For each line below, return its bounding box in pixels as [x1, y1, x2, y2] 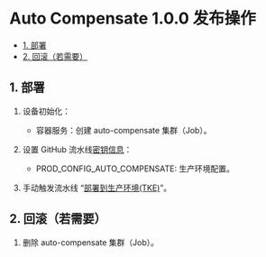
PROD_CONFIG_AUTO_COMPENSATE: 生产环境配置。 [35, 163, 234, 174]
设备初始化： [22, 106, 70, 116]
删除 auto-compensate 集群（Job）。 [22, 236, 160, 248]
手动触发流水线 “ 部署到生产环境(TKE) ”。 [22, 182, 172, 193]
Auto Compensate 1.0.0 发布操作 [9, 8, 257, 29]
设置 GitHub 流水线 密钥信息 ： [22, 143, 133, 154]
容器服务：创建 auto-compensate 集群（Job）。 [35, 124, 212, 135]
